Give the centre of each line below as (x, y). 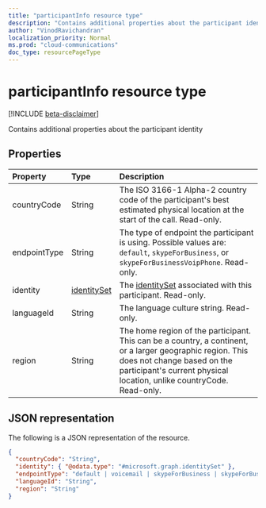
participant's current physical (174, 370)
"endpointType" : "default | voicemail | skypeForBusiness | (116, 474)
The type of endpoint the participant (186, 233)
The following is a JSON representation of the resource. (99, 437)
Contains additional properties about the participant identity (106, 129)
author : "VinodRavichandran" (56, 30)
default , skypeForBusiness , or (174, 252)
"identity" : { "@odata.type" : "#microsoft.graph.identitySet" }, (125, 467)
